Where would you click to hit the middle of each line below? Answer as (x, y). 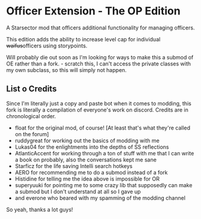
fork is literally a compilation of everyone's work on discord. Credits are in (97, 110)
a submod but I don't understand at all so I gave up (78, 191)
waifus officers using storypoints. (47, 46)
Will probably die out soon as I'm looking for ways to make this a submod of (100, 57)
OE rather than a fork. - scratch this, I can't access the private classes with (98, 64)
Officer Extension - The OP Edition (94, 11)
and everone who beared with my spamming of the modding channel (100, 198)
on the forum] (32, 134)
